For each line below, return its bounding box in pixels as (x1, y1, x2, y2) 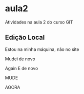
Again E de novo (5, 65, 38, 71)
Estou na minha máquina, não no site (5, 46, 79, 52)
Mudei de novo (5, 56, 36, 62)
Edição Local (5, 33, 45, 42)
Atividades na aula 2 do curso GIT (5, 19, 73, 25)
